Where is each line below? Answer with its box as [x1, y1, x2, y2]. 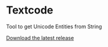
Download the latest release [6, 34, 74, 41]
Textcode [6, 4, 54, 17]
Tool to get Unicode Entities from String [6, 23, 102, 30]
